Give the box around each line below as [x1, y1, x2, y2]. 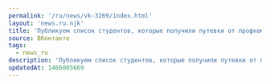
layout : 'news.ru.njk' [8, 19, 84, 27]
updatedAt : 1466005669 [8, 64, 84, 72]
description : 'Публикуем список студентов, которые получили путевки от [8, 57, 257, 65]
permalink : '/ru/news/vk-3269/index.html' [8, 11, 153, 20]
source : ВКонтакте [8, 34, 70, 42]
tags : [8, 42, 27, 50]
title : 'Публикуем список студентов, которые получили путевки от [8, 26, 235, 34]
